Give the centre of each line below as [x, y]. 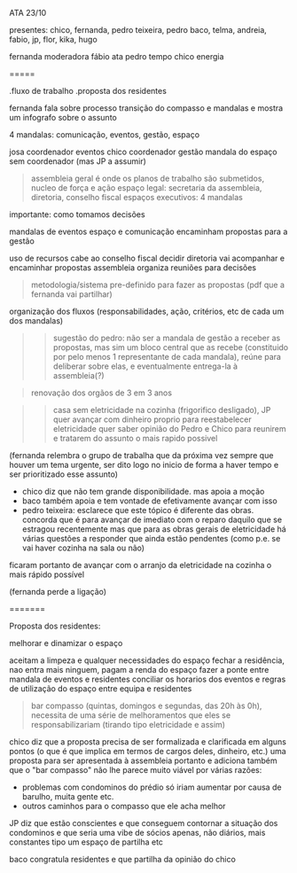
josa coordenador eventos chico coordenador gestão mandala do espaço [143, 152]
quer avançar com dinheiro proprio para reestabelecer [152, 419]
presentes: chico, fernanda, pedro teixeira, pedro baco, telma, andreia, [138, 30]
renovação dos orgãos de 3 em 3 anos [102, 393]
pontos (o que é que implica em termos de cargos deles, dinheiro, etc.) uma [148, 751]
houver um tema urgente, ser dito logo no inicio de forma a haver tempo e [144, 465]
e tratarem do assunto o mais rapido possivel [135, 438]
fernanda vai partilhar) [71, 294]
